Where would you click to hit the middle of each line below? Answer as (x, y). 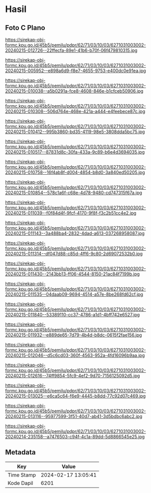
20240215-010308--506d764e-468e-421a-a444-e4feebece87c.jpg (75, 111)
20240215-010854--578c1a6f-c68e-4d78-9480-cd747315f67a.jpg (74, 193)
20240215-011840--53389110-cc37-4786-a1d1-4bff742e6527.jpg (73, 315)
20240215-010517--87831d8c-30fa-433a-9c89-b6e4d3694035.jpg (75, 152)
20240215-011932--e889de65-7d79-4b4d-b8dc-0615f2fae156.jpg (74, 335)
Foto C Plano (25, 28)
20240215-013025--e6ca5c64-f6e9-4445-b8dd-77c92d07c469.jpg (75, 396)
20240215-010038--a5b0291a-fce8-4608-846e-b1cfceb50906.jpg (74, 91)
